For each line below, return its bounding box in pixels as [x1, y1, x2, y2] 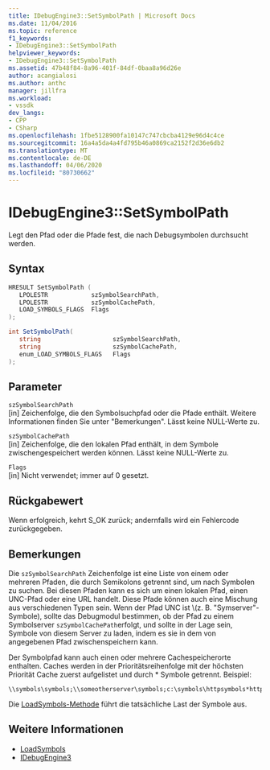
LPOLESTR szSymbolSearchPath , [18, 290, 160, 299]
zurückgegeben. [8, 524, 63, 533]
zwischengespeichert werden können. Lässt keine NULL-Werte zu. [8, 448, 229, 458]
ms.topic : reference [8, 27, 78, 35]
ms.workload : [8, 94, 52, 102]
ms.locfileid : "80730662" [8, 169, 95, 177]
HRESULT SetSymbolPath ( [8, 283, 92, 291]
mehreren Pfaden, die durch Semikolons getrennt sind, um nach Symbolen [8, 577, 256, 587]
